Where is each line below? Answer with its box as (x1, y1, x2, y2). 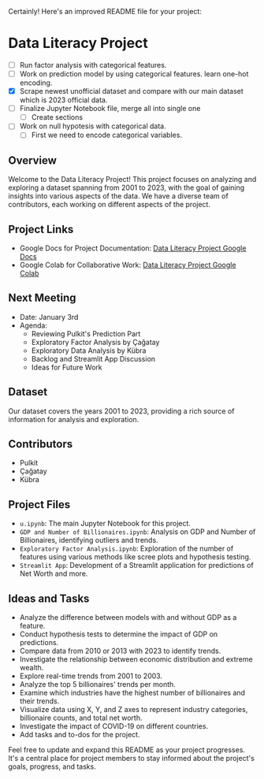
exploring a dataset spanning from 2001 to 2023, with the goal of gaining (8, 183, 245, 192)
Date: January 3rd (19, 312, 79, 321)
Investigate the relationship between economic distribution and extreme (19, 655, 254, 664)
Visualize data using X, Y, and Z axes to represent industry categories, (19, 705, 248, 714)
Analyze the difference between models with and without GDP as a (19, 613, 237, 622)
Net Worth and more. (19, 569, 88, 578)
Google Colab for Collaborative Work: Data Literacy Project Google (19, 260, 236, 269)
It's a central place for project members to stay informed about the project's (8, 754, 255, 763)
